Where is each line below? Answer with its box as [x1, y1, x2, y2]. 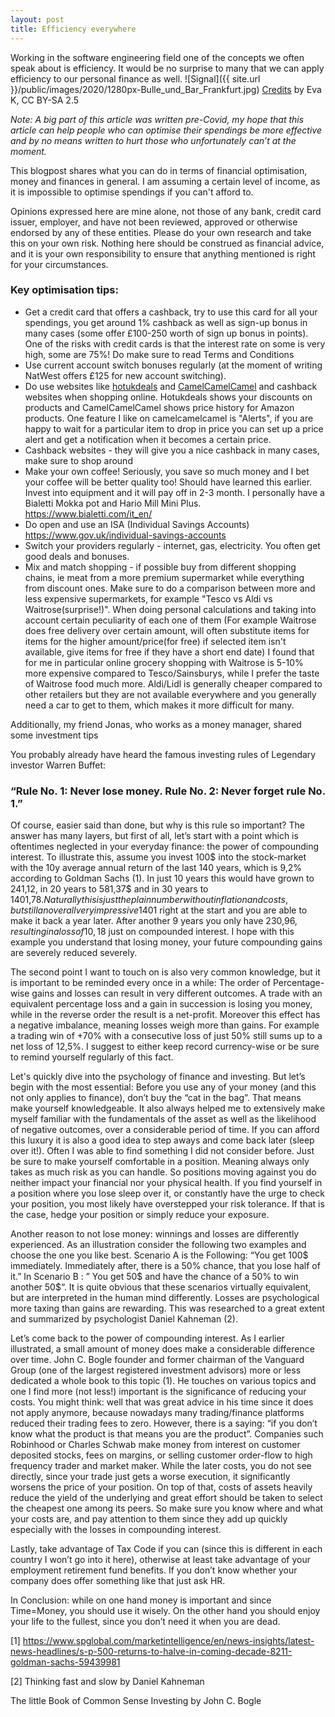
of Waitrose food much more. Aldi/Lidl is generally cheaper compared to [24, 677, 323, 690]
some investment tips [10, 729, 99, 741]
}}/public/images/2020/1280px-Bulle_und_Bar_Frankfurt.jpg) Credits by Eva [10, 83, 322, 95]
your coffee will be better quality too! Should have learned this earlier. [24, 476, 313, 488]
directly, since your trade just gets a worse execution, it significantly [10, 1471, 291, 1483]
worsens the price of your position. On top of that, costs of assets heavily [10, 1481, 313, 1493]
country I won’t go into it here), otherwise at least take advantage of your [10, 1554, 311, 1566]
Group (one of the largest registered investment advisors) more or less [10, 1364, 302, 1376]
